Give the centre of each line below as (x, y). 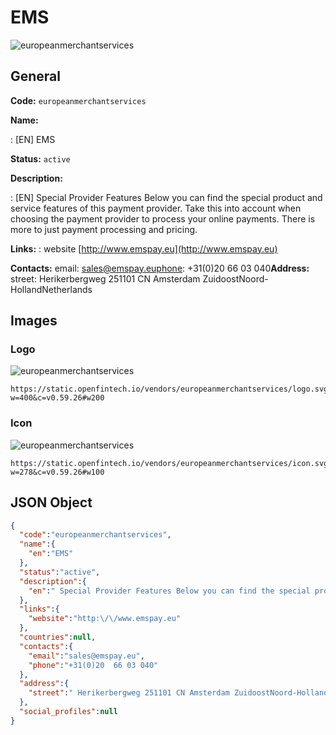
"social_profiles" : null (68, 712)
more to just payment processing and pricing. (104, 229)
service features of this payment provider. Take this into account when (156, 208)
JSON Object (51, 502)
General (36, 76)
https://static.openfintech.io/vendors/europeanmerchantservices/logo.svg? (171, 389)
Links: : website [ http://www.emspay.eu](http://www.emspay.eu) (144, 248)
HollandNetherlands (51, 289)
